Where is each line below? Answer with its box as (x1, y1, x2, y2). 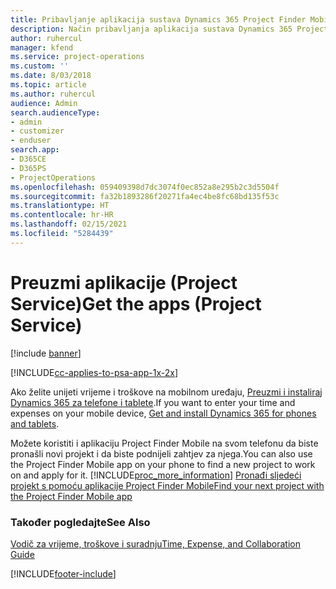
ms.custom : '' (10, 61, 70, 71)
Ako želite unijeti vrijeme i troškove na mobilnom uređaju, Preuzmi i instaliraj (10, 386, 323, 398)
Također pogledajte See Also (10, 515, 151, 529)
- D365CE (10, 154, 47, 164)
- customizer (10, 126, 65, 136)
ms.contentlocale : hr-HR (10, 210, 114, 220)
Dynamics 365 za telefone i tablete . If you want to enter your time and (10, 396, 296, 408)
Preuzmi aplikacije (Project (10, 271, 238, 294)
